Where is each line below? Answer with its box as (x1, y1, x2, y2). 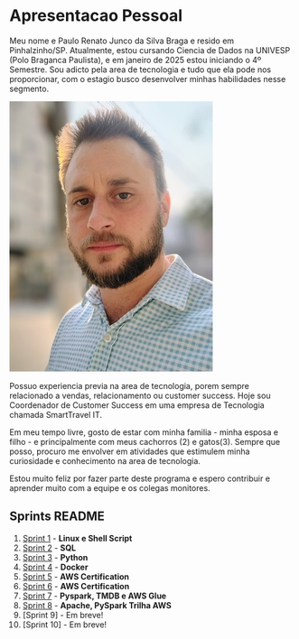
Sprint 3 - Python (22, 551, 89, 562)
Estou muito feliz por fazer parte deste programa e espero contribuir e (9, 473, 271, 484)
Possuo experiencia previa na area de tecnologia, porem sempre (9, 380, 250, 391)
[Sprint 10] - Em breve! (22, 619, 107, 630)
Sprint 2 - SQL (22, 542, 77, 553)
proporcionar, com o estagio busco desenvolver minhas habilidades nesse (9, 73, 286, 84)
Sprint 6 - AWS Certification (22, 580, 130, 591)
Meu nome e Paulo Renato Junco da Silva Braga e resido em (9, 35, 235, 46)
